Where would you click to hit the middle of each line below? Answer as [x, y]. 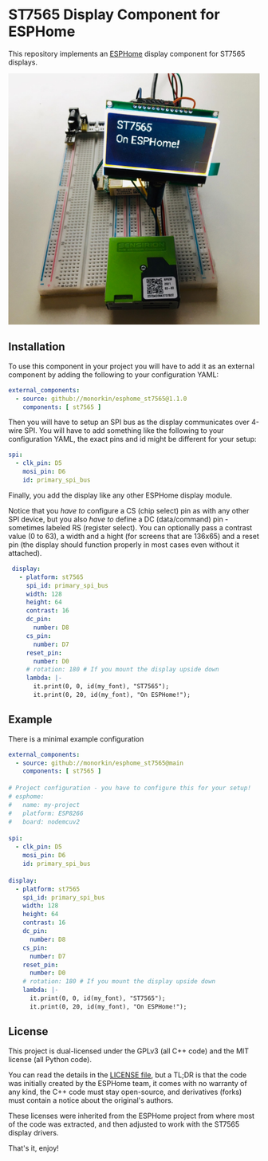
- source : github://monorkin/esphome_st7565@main [99, 763]
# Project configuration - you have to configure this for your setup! [130, 788]
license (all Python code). [50, 1059]
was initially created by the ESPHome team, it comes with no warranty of [128, 1083]
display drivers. [33, 1132]
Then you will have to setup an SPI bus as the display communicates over [129, 422]
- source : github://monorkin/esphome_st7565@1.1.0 [101, 399]
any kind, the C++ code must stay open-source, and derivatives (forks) [125, 1092]
